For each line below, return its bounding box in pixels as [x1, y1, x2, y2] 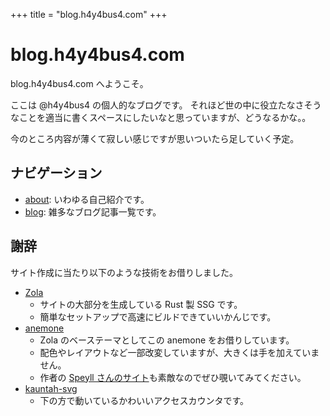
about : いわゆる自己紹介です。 [24, 193, 150, 205]
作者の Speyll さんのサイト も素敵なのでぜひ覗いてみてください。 [39, 371, 307, 383]
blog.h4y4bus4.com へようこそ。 [10, 77, 149, 89]
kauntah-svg [24, 382, 78, 394]
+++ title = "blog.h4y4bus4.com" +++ [10, 9, 168, 20]
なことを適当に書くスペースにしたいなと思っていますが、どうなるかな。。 [10, 111, 312, 123]
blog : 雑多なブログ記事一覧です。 [24, 205, 162, 218]
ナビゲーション [10, 165, 103, 182]
